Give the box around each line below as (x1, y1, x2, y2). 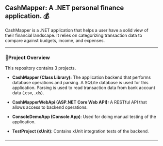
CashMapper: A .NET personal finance (5, 4, 124, 12)
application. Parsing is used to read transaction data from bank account (12, 85, 155, 91)
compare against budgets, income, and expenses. (5, 37, 105, 43)
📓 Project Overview (5, 54, 50, 61)
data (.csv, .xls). (12, 90, 45, 96)
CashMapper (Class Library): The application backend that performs (12, 74, 151, 80)
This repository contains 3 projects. (5, 65, 76, 71)
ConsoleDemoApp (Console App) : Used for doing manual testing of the (12, 114, 156, 120)
